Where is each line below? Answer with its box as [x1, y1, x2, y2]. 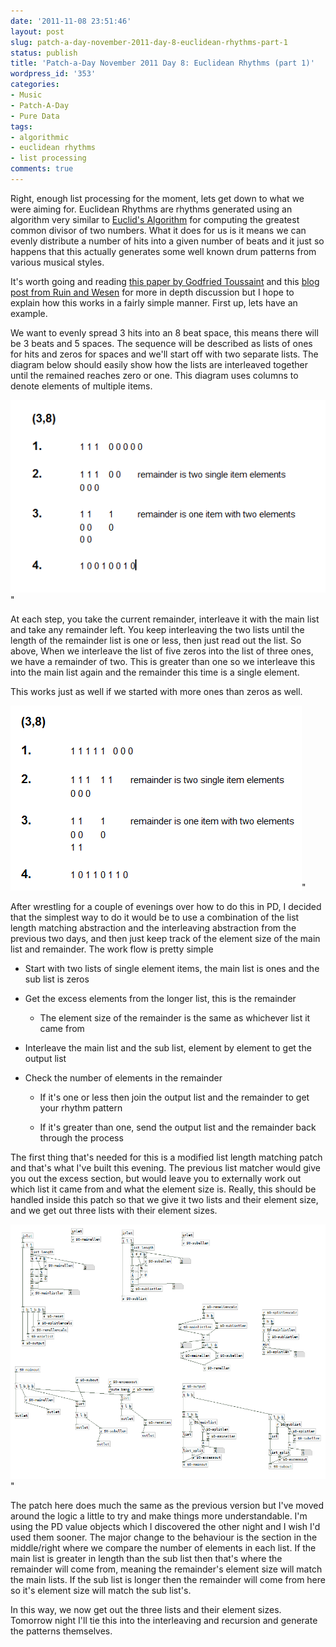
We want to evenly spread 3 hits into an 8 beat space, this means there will [10, 326, 319, 339]
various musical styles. [10, 256, 105, 268]
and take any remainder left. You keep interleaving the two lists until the [10, 624, 305, 636]
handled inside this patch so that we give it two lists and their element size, [10, 1194, 319, 1206]
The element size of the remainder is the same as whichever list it [39, 1012, 311, 1024]
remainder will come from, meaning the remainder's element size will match [10, 1563, 323, 1575]
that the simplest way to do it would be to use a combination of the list [10, 911, 300, 924]
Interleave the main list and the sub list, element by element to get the [24, 1042, 312, 1054]
